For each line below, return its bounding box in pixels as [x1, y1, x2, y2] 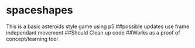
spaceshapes [6, 4, 73, 17]
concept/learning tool [6, 35, 59, 42]
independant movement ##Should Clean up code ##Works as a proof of [6, 29, 180, 36]
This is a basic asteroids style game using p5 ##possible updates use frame [6, 23, 190, 30]
